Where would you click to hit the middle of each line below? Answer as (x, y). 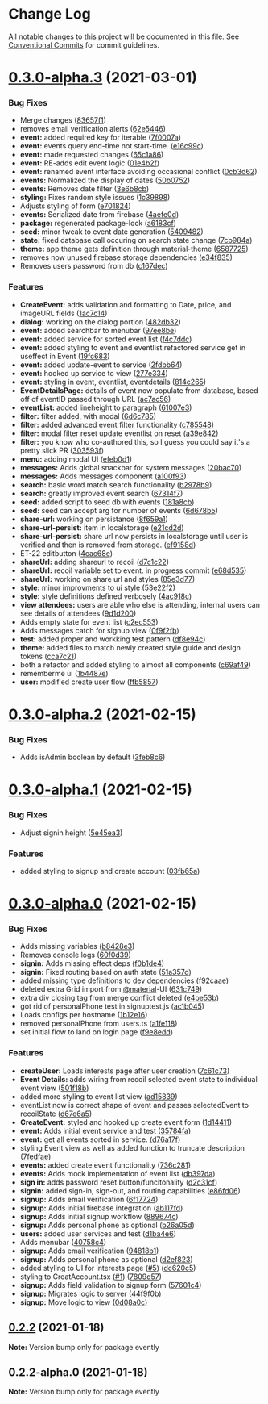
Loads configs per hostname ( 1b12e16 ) (84, 1015)
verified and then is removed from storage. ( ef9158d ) (108, 545)
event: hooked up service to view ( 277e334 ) (94, 373)
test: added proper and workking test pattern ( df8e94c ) (113, 639)
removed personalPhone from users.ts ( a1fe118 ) (99, 1024)
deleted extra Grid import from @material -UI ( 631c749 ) (111, 989)
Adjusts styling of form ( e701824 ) (75, 206)
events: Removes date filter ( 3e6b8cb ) (85, 189)
